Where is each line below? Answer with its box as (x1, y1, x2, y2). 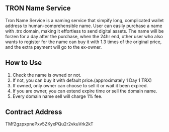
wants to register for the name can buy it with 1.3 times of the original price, (5, 39, 162, 45)
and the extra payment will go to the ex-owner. (5, 44, 102, 50)
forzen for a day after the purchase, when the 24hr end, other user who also (5, 33, 163, 39)
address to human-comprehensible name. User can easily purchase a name (5, 23, 162, 29)
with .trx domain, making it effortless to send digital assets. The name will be (5, 28, 164, 34)
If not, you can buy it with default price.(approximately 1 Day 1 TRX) (12, 77, 152, 83)
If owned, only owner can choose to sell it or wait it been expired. (12, 82, 148, 88)
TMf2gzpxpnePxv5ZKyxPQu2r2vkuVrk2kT (5, 121, 94, 127)
